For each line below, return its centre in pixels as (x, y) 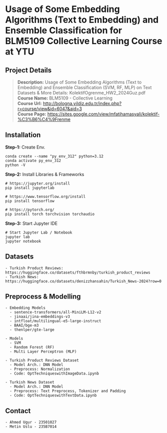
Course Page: (32, 114)
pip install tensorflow (30, 201)
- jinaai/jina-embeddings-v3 (40, 317)
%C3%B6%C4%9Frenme (44, 119)
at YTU (20, 52)
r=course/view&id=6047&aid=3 (50, 109)
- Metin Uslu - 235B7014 (31, 427)
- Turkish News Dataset (30, 382)
